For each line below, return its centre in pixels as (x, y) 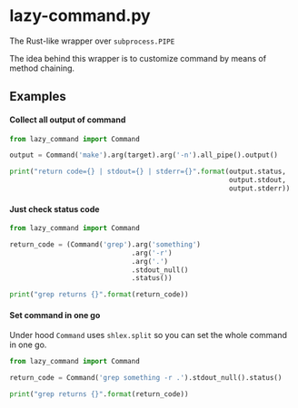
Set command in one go (55, 315)
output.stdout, (257, 180)
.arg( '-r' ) (152, 253)
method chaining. (42, 68)
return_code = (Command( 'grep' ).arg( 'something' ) (105, 244)
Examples (38, 97)
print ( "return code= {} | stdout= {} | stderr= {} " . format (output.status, (148, 172)
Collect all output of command (68, 120)
